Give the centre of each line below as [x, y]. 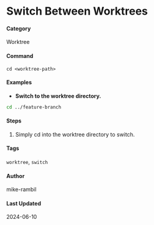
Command [20, 55]
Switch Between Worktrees [77, 11]
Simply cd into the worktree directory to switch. [75, 134]
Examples [19, 82]
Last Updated [24, 203]
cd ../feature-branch [34, 107]
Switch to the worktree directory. [58, 96]
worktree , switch [27, 162]
